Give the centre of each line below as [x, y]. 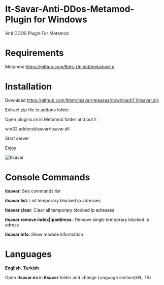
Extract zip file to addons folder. [37, 110]
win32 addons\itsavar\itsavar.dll [37, 128]
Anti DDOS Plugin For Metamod [37, 33]
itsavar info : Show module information [44, 234]
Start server [17, 138]
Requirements [34, 53]
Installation [29, 87]
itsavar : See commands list [33, 191]
